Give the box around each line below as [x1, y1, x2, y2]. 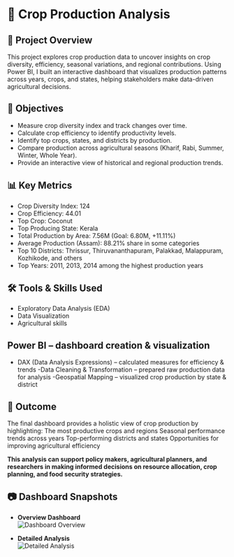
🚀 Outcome [7, 400, 57, 412]
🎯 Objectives [7, 103, 64, 115]
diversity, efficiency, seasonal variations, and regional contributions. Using [7, 60, 221, 69]
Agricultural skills [17, 319, 68, 327]
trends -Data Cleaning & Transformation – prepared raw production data [17, 365, 226, 374]
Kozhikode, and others [17, 253, 82, 262]
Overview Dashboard [17, 513, 81, 521]
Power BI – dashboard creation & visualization [7, 339, 210, 351]
